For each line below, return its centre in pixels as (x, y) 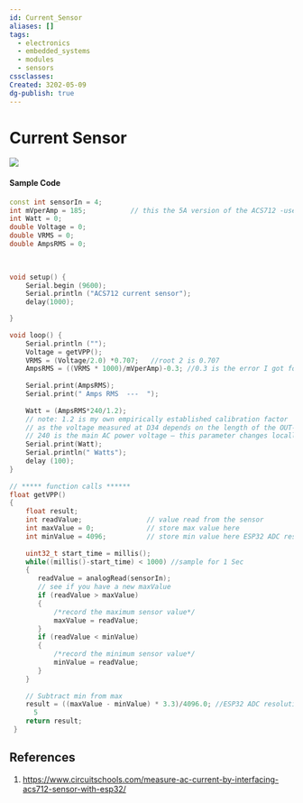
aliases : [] (32, 26)
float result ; (52, 512)
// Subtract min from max (74, 696)
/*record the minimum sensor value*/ (124, 654)
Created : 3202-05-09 (48, 85)
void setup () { (38, 277)
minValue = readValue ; (96, 663)
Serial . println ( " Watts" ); (76, 453)
